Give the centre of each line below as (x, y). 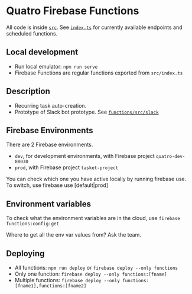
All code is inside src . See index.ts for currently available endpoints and (94, 27)
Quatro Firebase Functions (73, 11)
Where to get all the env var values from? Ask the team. (74, 235)
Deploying (25, 253)
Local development (42, 52)
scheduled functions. (32, 33)
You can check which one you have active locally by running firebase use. (96, 179)
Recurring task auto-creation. (51, 105)
